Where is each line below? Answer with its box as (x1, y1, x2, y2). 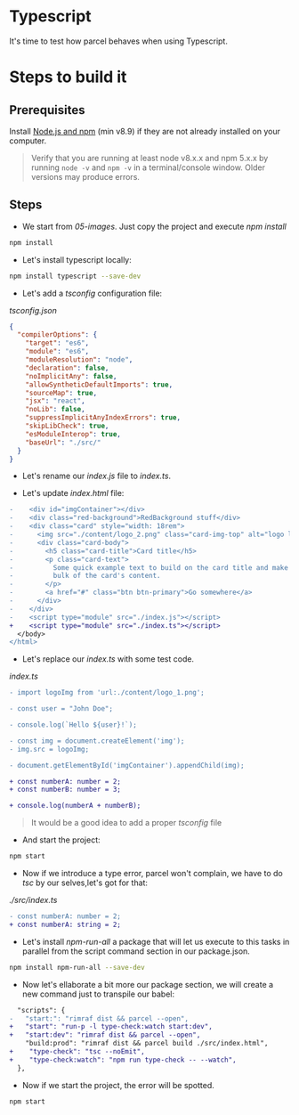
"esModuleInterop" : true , (25, 429, 122, 438)
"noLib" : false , (25, 405, 86, 414)
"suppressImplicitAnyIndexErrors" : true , (25, 413, 181, 422)
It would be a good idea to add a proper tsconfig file (30, 818, 222, 828)
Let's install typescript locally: (21, 254, 132, 265)
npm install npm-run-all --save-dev (9, 963, 145, 972)
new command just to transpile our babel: (21, 989, 175, 999)
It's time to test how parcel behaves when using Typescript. (9, 36, 229, 46)
